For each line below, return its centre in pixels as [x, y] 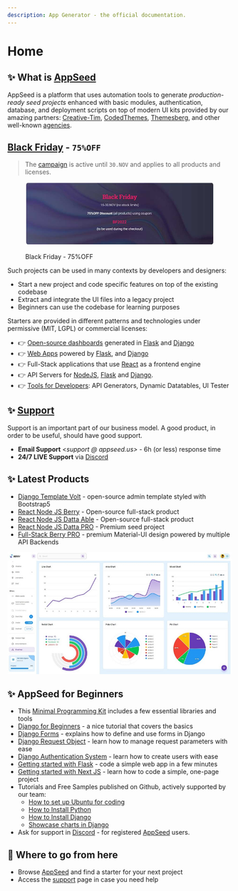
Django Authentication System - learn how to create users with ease [118, 757]
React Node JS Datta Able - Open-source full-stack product [105, 519]
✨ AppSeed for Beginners [66, 694]
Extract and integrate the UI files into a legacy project [96, 299]
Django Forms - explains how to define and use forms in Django [111, 734]
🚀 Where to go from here [63, 855]
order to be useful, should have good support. [75, 435]
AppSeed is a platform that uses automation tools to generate [97, 95]
